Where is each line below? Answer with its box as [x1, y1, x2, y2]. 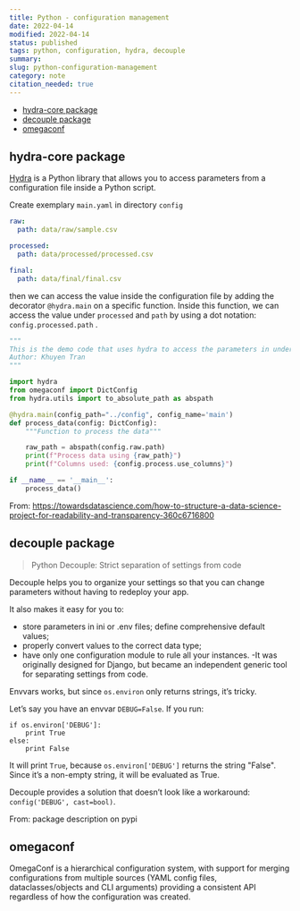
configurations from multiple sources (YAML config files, [9, 873, 217, 883]
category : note [9, 72, 66, 81]
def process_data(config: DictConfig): [9, 418, 158, 428]
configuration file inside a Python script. [9, 183, 156, 193]
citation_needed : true [9, 80, 94, 89]
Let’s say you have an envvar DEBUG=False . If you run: [9, 703, 204, 714]
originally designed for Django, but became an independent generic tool [21, 659, 287, 669]
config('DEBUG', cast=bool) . [9, 796, 116, 806]
